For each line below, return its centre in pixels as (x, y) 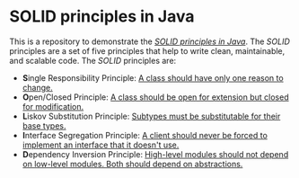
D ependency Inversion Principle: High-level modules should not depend (155, 154)
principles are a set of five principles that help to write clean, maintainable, (147, 50)
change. (37, 87)
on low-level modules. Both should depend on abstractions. (132, 164)
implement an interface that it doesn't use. (101, 145)
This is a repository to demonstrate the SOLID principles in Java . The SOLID (149, 41)
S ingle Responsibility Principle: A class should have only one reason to (153, 77)
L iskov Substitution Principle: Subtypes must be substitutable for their (151, 116)
